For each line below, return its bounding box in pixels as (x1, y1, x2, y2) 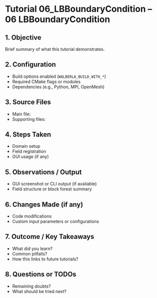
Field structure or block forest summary (12, 186, 92, 192)
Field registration (12, 148, 46, 155)
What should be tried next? (12, 288, 67, 294)
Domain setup (12, 143, 40, 149)
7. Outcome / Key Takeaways (5, 232, 95, 241)
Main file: (12, 111, 31, 117)
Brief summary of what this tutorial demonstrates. (5, 46, 105, 52)
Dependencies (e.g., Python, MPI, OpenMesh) (12, 84, 105, 90)
